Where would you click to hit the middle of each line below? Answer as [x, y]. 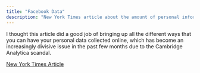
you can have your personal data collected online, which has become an [95, 40]
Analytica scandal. [29, 52]
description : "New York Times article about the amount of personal [93, 17]
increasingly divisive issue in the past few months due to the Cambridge [94, 46]
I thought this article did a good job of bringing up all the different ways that [99, 34]
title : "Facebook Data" [36, 11]
